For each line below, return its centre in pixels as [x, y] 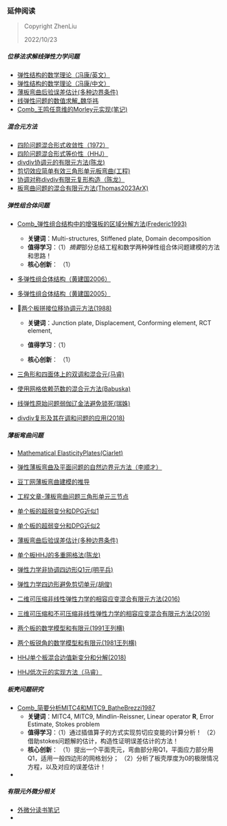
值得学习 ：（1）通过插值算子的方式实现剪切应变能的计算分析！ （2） [123, 732]
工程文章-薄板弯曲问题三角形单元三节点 [73, 497]
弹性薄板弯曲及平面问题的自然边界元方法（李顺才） [89, 467]
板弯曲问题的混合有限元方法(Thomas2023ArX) [83, 188]
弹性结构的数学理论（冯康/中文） [63, 83]
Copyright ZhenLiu [50, 26]
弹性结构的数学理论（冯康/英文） [63, 75]
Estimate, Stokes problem [64, 724]
